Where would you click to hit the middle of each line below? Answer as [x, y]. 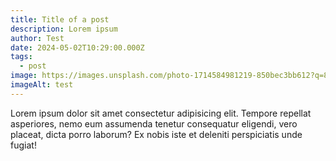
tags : [21, 57]
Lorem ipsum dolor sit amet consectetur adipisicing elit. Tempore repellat [161, 113]
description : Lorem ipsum [64, 29]
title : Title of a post [60, 19]
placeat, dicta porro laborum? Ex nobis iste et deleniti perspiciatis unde [156, 134]
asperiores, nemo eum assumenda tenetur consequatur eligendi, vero [154, 123]
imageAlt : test [42, 85]
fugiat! [23, 145]
